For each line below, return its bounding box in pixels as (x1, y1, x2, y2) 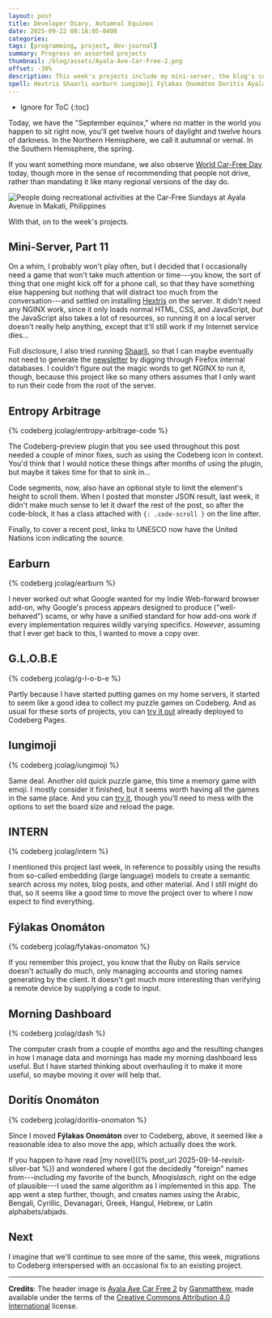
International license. (8, 1301, 79, 1311)
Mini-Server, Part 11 (8, 240, 109, 254)
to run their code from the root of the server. (8, 380, 156, 390)
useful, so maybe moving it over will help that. (8, 1070, 162, 1080)
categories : (8, 34, 49, 43)
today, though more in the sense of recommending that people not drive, (8, 168, 251, 178)
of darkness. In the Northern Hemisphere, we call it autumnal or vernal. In (8, 135, 253, 144)
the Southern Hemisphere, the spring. (8, 144, 134, 153)
